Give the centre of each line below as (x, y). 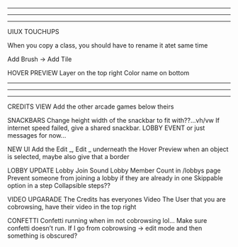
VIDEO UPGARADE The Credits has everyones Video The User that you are (117, 199)
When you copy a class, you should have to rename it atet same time (108, 45)
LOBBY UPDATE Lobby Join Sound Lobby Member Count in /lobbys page (114, 170)
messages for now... (37, 135)
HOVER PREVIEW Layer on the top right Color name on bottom (98, 73)
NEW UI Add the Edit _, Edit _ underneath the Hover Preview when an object (118, 149)
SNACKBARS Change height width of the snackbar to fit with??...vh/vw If (113, 120)
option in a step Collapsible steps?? (59, 186)
